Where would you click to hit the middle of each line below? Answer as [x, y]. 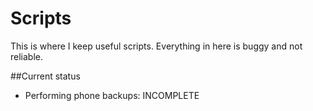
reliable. [27, 56]
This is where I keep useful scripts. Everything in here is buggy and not [156, 46]
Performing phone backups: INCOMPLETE [112, 95]
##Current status [45, 76]
